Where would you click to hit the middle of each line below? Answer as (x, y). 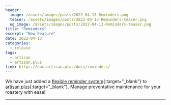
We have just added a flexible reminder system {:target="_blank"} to (76, 82)
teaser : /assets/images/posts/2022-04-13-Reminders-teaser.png (78, 19)
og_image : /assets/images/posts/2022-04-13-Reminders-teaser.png (81, 24)
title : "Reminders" (26, 29)
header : (13, 10)
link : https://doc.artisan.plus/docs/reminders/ (58, 67)
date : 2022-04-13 (24, 39)
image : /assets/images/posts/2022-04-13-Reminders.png (69, 15)
